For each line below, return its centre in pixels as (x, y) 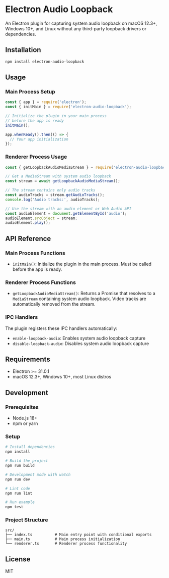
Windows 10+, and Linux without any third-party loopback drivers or (76, 28)
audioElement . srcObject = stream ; (41, 218)
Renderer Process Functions (41, 282)
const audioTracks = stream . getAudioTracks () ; (55, 195)
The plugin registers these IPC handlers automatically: (61, 328)
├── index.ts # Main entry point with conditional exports (78, 535)
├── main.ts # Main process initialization (63, 539)
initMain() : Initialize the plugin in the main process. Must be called (82, 264)
